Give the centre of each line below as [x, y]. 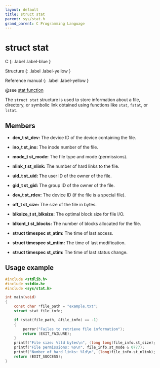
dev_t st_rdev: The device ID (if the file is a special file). [69, 195]
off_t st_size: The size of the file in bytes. [55, 204]
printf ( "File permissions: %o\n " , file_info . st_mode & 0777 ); [79, 348]
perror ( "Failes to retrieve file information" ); [74, 329]
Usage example [30, 268]
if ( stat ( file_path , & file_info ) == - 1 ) [56, 320]
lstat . [11, 110]
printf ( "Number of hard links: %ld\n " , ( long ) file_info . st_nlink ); [85, 352]
